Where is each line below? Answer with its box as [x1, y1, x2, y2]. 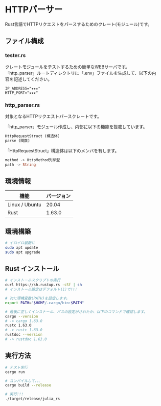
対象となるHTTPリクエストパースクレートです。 [5, 113, 102, 119]
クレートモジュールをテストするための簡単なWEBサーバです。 [5, 64, 130, 70]
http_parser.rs [5, 101, 40, 108]
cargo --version [5, 314, 38, 319]
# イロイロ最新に [5, 241, 35, 246]
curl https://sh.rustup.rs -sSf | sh [5, 283, 82, 288]
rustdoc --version [5, 332, 43, 337]
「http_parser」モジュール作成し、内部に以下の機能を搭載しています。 [5, 123, 148, 130]
